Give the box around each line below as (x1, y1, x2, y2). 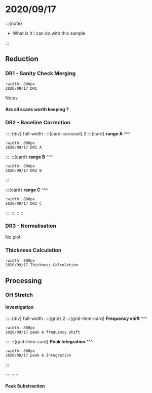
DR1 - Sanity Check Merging (5, 70, 76, 77)
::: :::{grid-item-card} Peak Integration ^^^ (5, 338, 93, 344)
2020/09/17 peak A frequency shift (5, 330, 81, 335)
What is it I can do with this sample (12, 30, 86, 36)
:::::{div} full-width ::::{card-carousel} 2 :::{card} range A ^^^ (5, 130, 131, 136)
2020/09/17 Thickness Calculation (5, 263, 79, 268)
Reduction (5, 55, 39, 63)
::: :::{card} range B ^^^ (5, 154, 53, 160)
